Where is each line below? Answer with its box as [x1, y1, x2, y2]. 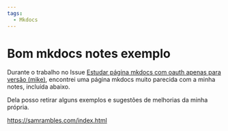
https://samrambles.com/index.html [7, 117, 107, 125]
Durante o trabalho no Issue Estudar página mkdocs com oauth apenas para [7, 68, 222, 76]
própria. [7, 103, 29, 111]
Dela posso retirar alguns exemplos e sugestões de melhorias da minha [7, 96, 208, 104]
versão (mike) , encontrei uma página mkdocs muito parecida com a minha [7, 76, 216, 84]
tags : [7, 10, 23, 17]
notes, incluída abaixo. [7, 83, 70, 91]
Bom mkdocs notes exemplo [7, 46, 171, 61]
